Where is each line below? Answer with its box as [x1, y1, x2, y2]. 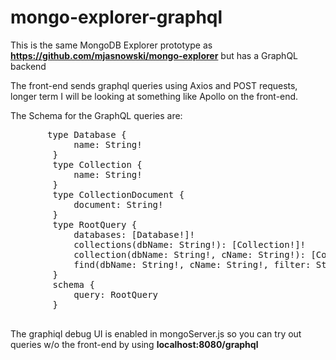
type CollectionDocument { [52, 189, 185, 200]
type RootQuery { [52, 219, 138, 230]
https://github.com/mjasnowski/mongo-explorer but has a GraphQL [10, 49, 299, 61]
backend [10, 60, 47, 72]
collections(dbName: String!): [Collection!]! [73, 239, 307, 250]
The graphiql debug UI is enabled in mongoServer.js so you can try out [10, 327, 302, 340]
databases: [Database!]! [73, 229, 196, 240]
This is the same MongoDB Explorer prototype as [10, 39, 213, 51]
